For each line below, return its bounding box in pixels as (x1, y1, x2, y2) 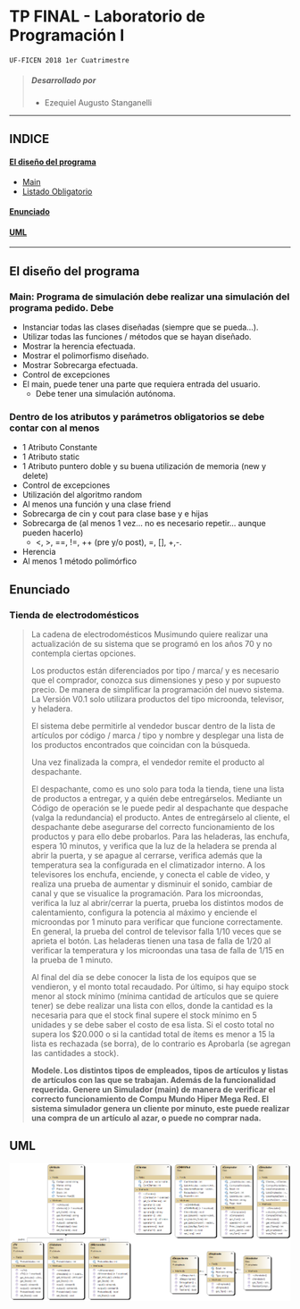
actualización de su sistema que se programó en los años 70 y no (30, 638, 272, 649)
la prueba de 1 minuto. (30, 954, 113, 965)
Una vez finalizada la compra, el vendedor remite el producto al (30, 757, 265, 768)
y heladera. (30, 703, 73, 714)
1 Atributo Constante (21, 442, 98, 453)
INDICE (9, 131, 50, 147)
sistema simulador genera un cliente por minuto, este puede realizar (30, 1103, 290, 1113)
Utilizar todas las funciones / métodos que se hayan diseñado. (21, 331, 252, 341)
